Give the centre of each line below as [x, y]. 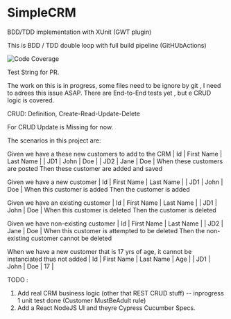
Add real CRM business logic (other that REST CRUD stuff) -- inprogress [120, 293]
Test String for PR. [33, 72]
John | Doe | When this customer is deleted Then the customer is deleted [112, 210]
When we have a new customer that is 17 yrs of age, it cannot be [100, 251]
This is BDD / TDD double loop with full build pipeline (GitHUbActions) [107, 45]
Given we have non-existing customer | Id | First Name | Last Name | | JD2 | [115, 224]
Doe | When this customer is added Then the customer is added [99, 189]
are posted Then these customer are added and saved [85, 168]
